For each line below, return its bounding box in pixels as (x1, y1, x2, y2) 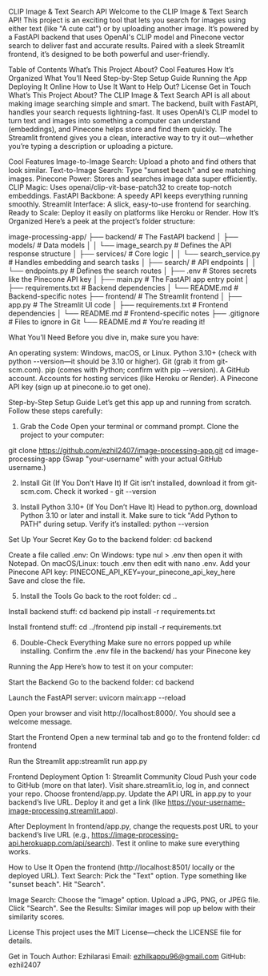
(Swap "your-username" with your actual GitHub (62, 454, 222, 464)
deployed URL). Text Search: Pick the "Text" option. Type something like (8, 871, 247, 880)
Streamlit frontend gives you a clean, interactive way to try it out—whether (8, 133, 254, 143)
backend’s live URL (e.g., (8, 830, 90, 839)
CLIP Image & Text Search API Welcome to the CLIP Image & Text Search (8, 7, 249, 16)
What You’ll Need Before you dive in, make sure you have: (8, 332, 199, 342)
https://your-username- (167, 797, 246, 807)
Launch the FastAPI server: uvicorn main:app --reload (8, 693, 186, 702)
